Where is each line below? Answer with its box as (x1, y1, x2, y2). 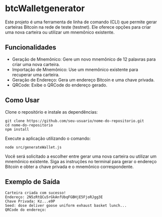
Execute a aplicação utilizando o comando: (5, 135, 91, 141)
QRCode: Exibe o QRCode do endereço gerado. (12, 82, 108, 88)
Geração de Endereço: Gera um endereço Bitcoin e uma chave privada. (12, 77, 155, 83)
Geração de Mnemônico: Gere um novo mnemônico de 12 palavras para (12, 56, 156, 62)
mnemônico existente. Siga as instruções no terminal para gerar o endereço (5, 158, 157, 164)
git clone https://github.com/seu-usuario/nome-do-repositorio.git (5, 118, 145, 123)
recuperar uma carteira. (12, 71, 60, 78)
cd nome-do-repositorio (5, 122, 53, 128)
